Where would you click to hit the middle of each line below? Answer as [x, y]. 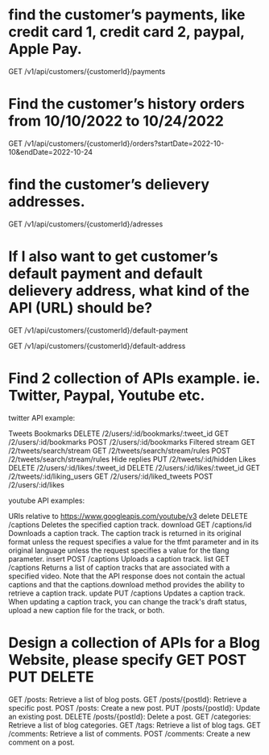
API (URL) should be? [81, 308]
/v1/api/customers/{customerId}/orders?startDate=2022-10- [124, 143]
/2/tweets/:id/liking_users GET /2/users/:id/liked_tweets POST [111, 476]
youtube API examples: [47, 500]
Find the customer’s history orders [127, 104]
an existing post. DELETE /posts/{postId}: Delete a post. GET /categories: [130, 716]
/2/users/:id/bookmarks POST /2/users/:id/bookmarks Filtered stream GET [132, 442]
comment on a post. [41, 742]
